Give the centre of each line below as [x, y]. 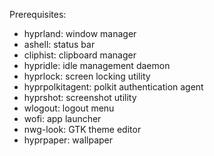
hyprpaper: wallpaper [68, 140]
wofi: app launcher [62, 118]
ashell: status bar [59, 44]
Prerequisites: [38, 14]
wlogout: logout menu [69, 108]
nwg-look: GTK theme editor [82, 129]
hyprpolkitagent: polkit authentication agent [113, 87]
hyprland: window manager [80, 33]
